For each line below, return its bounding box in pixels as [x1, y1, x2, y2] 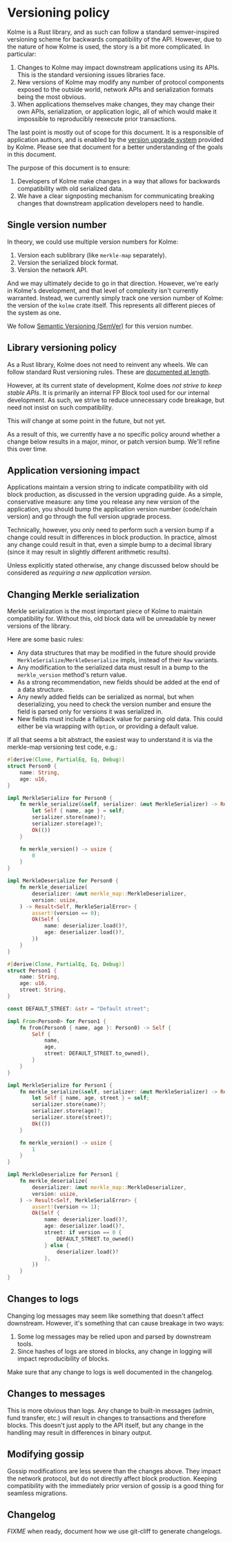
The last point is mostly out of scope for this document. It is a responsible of [7, 128, 224, 136]
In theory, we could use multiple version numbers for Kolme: [7, 237, 178, 246]
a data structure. [17, 685, 65, 693]
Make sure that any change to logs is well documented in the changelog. [7, 1368, 214, 1376]
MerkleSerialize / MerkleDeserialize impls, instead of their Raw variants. [17, 656, 220, 664]
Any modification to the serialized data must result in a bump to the [17, 663, 209, 672]
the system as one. [7, 308, 61, 316]
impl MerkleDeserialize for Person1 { [7, 1171, 119, 1178]
